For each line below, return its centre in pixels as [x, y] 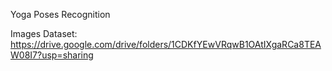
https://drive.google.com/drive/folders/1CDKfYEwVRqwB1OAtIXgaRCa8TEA [166, 44]
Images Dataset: [44, 33]
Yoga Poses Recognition [60, 14]
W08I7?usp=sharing [52, 55]
